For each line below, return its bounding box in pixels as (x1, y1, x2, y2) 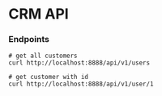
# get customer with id (8, 73, 89, 81)
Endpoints (8, 34, 50, 45)
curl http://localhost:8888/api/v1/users (8, 59, 151, 67)
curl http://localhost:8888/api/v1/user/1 (8, 80, 154, 89)
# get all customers (8, 52, 79, 61)
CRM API (8, 5, 69, 23)
